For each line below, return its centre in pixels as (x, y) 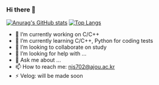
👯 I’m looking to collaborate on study (61, 47)
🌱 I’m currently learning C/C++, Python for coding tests (84, 41)
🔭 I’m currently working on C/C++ (57, 34)
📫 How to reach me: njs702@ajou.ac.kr (65, 67)
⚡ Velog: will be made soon (49, 76)
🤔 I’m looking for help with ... (51, 54)
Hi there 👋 (21, 10)
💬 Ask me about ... (38, 60)
